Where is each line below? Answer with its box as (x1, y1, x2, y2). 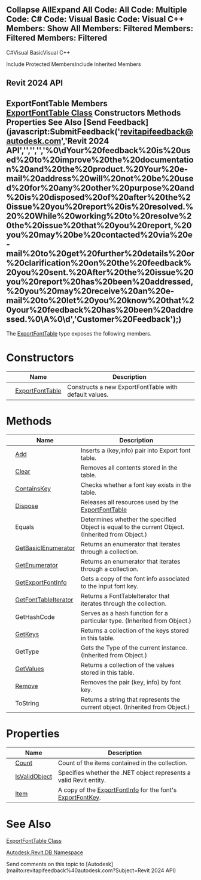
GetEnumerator (15, 561, 59, 569)
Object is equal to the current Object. (80, 522, 184, 531)
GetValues (15, 665, 44, 673)
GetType (15, 647, 39, 655)
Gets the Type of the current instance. (80, 643, 187, 652)
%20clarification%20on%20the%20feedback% (6, 258, 192, 268)
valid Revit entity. (57, 776, 106, 784)
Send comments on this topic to (6, 860, 85, 867)
